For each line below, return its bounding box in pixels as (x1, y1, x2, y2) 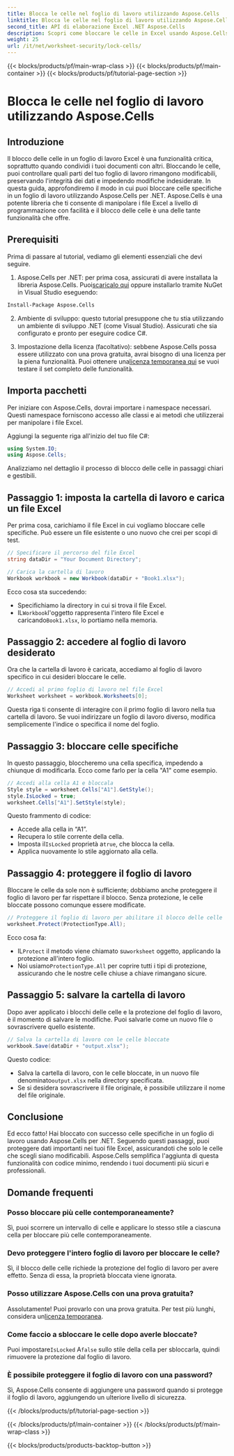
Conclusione (7, 1110, 64, 1122)
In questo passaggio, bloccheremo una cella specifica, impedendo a (7, 759, 203, 767)
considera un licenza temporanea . (7, 1312, 104, 1320)
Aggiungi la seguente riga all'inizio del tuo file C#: (7, 431, 150, 440)
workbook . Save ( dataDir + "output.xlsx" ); (7, 1042, 130, 1049)
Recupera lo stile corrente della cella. (17, 832, 124, 841)
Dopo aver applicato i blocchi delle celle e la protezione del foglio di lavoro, (7, 1007, 223, 1016)
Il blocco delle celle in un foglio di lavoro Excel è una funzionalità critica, (7, 155, 214, 162)
